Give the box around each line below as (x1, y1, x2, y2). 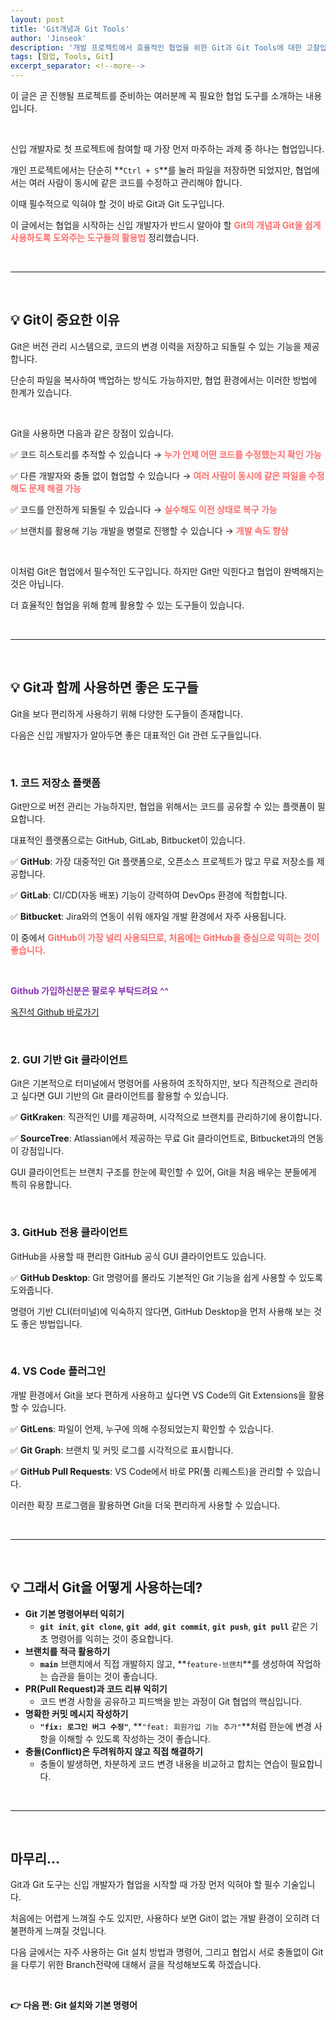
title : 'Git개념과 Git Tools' (10, 24, 130, 34)
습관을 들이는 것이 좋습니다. (50, 1670, 158, 1682)
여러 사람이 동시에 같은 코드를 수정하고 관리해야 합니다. (28, 177, 243, 188)
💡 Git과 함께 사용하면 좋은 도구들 (10, 679, 199, 696)
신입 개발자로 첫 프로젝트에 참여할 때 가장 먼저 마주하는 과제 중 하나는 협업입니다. (10, 143, 325, 155)
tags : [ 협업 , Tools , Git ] (10, 52, 115, 62)
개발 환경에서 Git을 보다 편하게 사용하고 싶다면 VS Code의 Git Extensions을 (10, 1389, 307, 1401)
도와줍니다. (10, 1284, 54, 1296)
